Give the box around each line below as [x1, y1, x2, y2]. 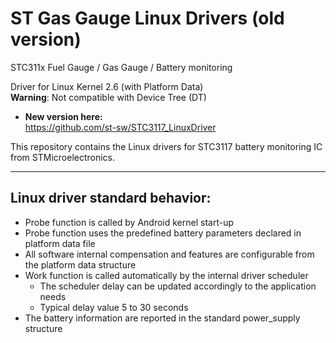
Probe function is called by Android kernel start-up [24, 216, 235, 228]
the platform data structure [24, 258, 137, 271]
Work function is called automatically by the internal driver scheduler [24, 269, 309, 281]
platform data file [24, 237, 96, 249]
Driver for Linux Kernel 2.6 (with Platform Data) [10, 80, 204, 92]
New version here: [24, 110, 103, 122]
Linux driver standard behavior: [10, 190, 212, 207]
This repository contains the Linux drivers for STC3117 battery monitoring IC [10, 140, 323, 152]
